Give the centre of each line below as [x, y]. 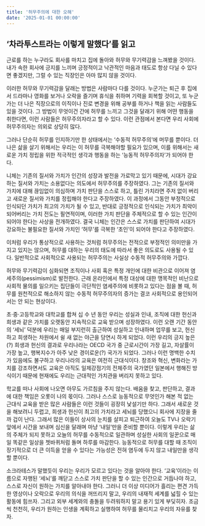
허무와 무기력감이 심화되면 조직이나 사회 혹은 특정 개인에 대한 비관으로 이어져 [98, 271]
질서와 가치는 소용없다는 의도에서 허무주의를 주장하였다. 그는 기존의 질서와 [106, 183]
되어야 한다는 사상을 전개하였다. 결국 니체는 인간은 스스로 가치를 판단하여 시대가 [101, 222]
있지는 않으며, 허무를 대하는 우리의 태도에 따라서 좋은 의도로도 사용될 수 [102, 250]
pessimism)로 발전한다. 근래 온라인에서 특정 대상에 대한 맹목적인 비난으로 [111, 278]
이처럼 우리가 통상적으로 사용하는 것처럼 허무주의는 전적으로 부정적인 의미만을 [99, 242]
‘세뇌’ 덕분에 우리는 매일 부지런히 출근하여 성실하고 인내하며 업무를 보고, [98, 330]
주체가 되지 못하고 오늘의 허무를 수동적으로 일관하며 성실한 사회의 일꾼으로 [101, 435]
